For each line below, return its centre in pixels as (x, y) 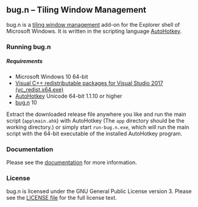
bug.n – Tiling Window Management (76, 10)
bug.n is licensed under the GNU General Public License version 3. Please (99, 191)
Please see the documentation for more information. (72, 162)
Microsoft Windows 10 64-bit (51, 76)
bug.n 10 (26, 102)
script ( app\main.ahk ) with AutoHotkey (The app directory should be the (95, 120)
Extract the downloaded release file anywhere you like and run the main (96, 114)
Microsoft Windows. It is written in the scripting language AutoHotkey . (94, 31)
